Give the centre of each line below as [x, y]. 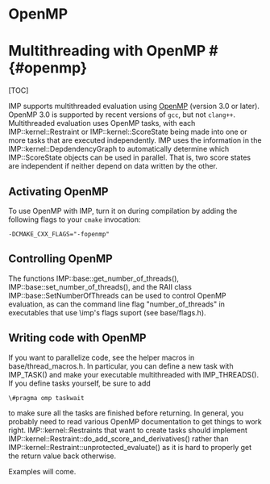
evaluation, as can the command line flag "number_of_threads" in [117, 304]
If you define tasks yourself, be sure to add [79, 383]
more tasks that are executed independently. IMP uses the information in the [135, 140]
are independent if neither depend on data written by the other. [113, 166]
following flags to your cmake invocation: [75, 219]
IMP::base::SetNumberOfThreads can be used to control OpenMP [118, 295]
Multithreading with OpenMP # [114, 51]
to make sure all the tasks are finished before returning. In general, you [126, 413]
